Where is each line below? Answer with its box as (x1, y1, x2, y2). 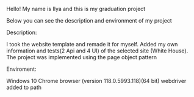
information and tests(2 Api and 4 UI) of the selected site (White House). (6, 47, 189, 54)
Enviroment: (6, 65, 37, 73)
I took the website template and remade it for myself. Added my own (6, 41, 178, 48)
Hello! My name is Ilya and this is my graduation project (6, 5, 146, 12)
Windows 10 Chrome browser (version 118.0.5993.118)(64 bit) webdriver (6, 77, 187, 84)
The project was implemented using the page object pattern (6, 54, 157, 60)
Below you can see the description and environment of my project (6, 17, 172, 24)
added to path (6, 84, 41, 91)
